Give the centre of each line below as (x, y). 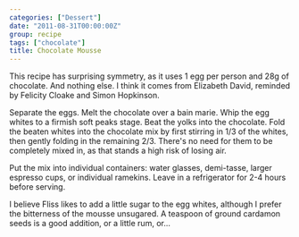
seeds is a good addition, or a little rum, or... (90, 224)
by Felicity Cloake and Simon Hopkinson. (84, 96)
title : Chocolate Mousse (55, 51)
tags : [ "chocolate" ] (48, 42)
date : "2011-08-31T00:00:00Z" (66, 26)
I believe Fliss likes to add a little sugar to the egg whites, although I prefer (146, 204)
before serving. (37, 187)
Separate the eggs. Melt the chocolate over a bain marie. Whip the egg (140, 113)
